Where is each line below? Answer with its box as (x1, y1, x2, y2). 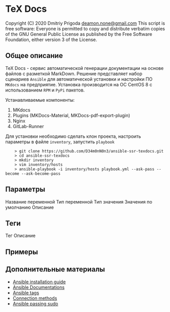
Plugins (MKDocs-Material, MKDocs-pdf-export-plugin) (12, 112, 131, 118)
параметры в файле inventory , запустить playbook (5, 138, 115, 144)
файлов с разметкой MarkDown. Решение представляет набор (5, 70, 142, 77)
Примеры (5, 247, 38, 256)
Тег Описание (5, 232, 36, 239)
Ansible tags (12, 289, 39, 296)
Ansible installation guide (12, 279, 66, 285)
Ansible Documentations (12, 284, 65, 290)
